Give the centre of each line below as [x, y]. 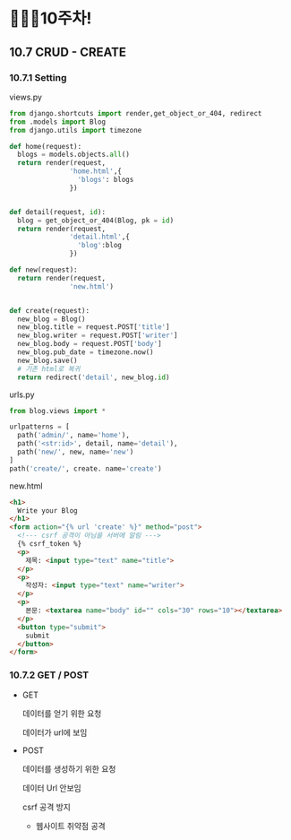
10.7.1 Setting [38, 77]
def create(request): [50, 310]
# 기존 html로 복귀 [49, 368]
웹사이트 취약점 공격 [70, 826]
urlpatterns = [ [39, 427]
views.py [26, 97]
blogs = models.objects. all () [73, 155]
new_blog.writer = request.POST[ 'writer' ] [98, 336]
